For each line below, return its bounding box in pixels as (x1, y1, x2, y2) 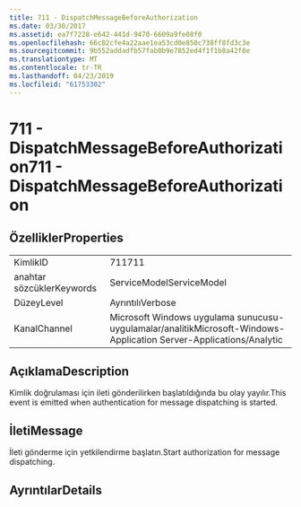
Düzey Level (13, 296, 64, 309)
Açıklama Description (9, 364, 130, 380)
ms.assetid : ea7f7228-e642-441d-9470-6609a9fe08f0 (9, 30, 202, 39)
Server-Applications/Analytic (159, 333, 284, 345)
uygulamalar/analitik (109, 322, 194, 335)
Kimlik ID (13, 256, 49, 268)
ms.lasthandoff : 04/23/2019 (9, 72, 115, 81)
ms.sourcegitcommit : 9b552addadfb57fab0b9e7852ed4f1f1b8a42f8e (9, 47, 251, 56)
